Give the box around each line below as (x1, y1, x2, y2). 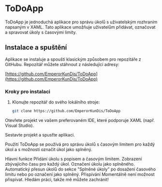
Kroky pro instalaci (5, 88, 51, 95)
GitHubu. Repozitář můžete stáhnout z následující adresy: (5, 61, 119, 67)
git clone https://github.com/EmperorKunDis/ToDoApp (12, 109, 121, 114)
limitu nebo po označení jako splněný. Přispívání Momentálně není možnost (5, 171, 155, 177)
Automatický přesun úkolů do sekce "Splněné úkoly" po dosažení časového (5, 166, 156, 172)
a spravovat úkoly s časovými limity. (5, 29, 77, 35)
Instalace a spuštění (5, 43, 67, 51)
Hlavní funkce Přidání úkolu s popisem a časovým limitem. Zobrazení (5, 156, 142, 162)
